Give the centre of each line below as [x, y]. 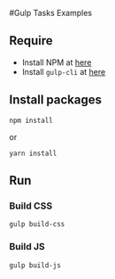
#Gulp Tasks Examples [51, 13]
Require [31, 41]
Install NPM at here [57, 62]
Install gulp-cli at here [64, 71]
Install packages [55, 100]
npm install [31, 120]
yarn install [33, 153]
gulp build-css [37, 225]
